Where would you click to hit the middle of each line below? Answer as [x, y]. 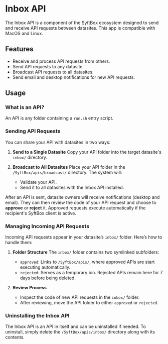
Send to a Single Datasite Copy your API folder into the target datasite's [87, 152]
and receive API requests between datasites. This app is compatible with [80, 28]
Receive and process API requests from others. [61, 61]
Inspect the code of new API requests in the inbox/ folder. [80, 297]
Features [19, 49]
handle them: [19, 243]
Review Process [29, 288]
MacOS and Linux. [24, 33]
